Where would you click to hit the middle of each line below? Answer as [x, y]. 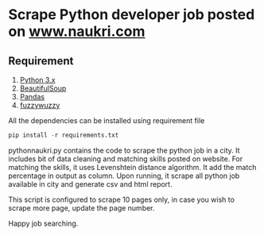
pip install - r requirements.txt [64, 135]
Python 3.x [37, 80]
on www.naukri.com [77, 31]
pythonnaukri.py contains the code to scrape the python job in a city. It [124, 150]
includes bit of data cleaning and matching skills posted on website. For [126, 159]
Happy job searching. [43, 223]
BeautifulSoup [43, 88]
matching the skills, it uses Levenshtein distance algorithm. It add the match [132, 167]
